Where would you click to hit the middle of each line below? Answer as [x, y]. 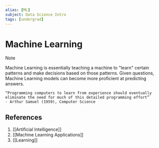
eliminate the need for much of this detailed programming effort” [77, 98]
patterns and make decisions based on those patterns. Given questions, [80, 73]
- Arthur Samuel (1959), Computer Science [50, 102]
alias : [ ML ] [18, 10]
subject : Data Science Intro [36, 15]
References [24, 117]
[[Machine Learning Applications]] [48, 135]
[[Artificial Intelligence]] [37, 129]
